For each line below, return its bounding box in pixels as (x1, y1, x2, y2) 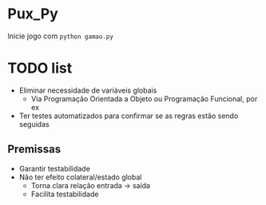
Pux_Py (7, 5, 59, 23)
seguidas (18, 119, 50, 128)
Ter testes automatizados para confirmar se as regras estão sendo (18, 111, 239, 120)
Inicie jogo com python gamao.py (7, 31, 113, 41)
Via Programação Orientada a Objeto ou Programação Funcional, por (30, 93, 258, 104)
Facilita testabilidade (30, 189, 99, 199)
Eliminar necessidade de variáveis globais (18, 85, 157, 95)
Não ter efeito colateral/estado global (18, 172, 142, 182)
